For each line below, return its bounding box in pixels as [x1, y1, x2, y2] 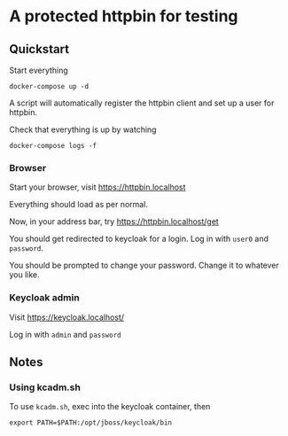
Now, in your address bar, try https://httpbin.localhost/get [9, 216, 219, 227]
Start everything [9, 65, 68, 75]
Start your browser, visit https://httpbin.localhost [9, 182, 186, 192]
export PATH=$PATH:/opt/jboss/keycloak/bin [9, 418, 173, 427]
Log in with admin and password [9, 329, 121, 339]
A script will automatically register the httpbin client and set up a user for [9, 97, 275, 108]
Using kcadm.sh [9, 381, 82, 393]
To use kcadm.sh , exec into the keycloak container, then [9, 401, 211, 412]
